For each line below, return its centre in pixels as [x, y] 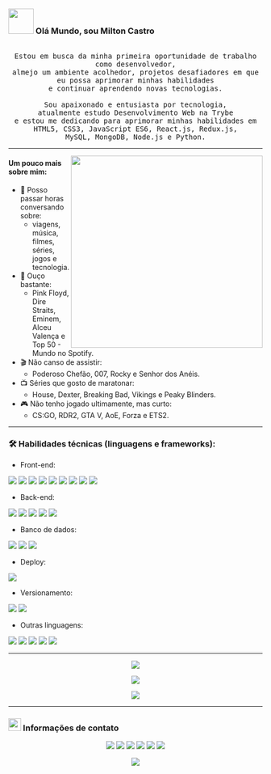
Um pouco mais [35, 163]
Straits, [44, 310]
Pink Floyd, [50, 293]
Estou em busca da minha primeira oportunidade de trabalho [135, 56]
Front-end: [38, 464]
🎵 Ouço [33, 276]
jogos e [44, 258]
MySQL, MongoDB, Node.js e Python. [135, 137]
